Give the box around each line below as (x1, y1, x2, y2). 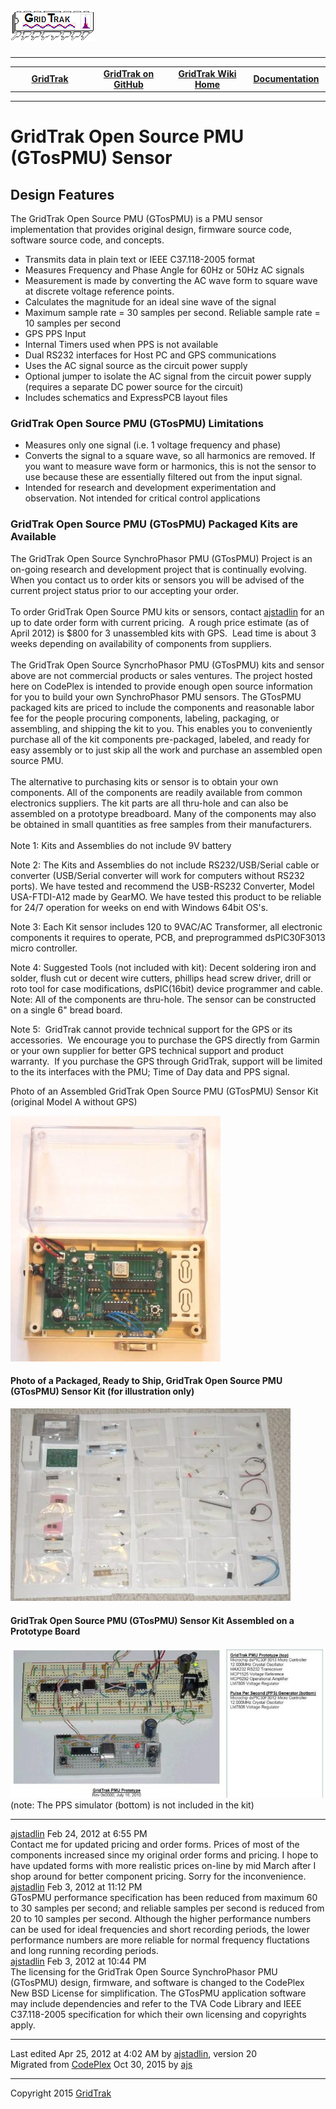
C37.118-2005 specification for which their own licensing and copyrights (10, 2009, 307, 2021)
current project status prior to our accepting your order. (10, 584, 239, 596)
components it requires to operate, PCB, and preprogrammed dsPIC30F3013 (10, 931, 326, 943)
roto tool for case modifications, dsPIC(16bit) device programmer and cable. (10, 982, 324, 994)
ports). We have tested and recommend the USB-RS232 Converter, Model (10, 880, 315, 892)
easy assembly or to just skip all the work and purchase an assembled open (10, 744, 323, 756)
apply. (10, 2019, 36, 2031)
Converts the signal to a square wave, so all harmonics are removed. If (24, 450, 316, 462)
